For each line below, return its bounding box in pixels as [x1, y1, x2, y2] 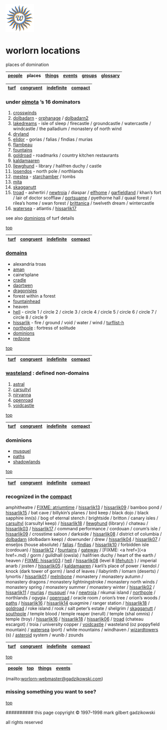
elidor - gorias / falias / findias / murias [12, 137, 93, 143]
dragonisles [12, 287, 37, 294]
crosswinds [12, 110, 37, 116]
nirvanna [12, 392, 31, 398]
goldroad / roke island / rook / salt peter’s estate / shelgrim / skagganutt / [5, 605, 156, 611]
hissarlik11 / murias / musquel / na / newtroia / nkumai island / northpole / [5, 589, 156, 595]
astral [12, 381, 25, 387]
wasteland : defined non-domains [5, 370, 89, 377]
